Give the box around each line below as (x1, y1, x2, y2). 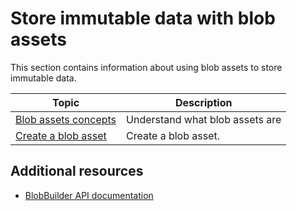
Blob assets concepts (15, 112, 117, 126)
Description (174, 95, 233, 109)
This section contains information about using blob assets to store (10, 61, 283, 73)
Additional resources (10, 163, 144, 180)
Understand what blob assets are (126, 112, 282, 126)
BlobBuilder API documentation (24, 189, 154, 201)
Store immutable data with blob (10, 7, 276, 30)
